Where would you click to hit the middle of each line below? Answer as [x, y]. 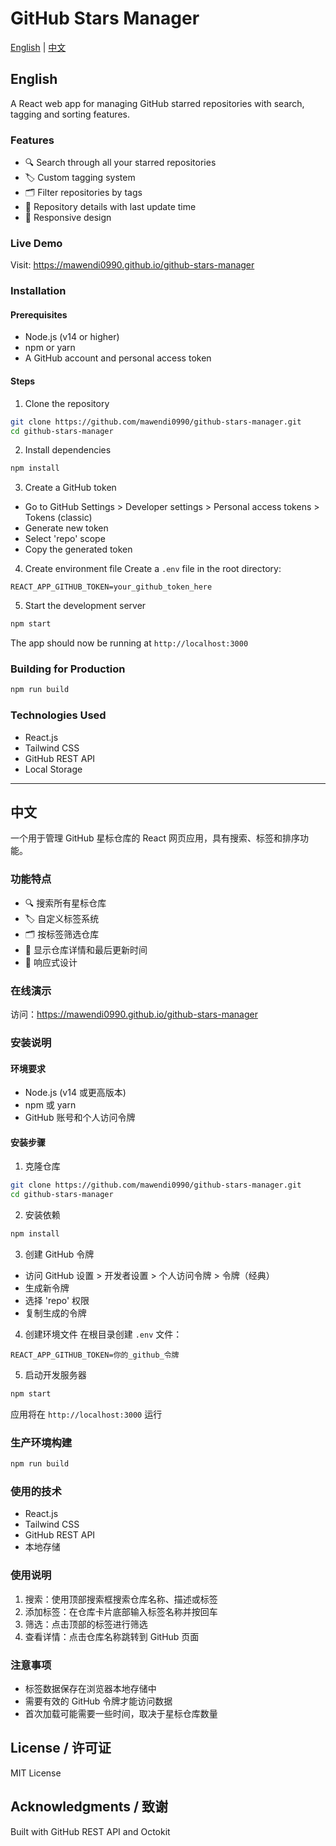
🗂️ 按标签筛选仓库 [62, 934]
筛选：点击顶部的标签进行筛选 [86, 1624]
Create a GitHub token [70, 488]
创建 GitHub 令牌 [59, 1254]
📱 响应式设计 [51, 962]
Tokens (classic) [58, 518]
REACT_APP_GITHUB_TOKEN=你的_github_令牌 [95, 1355]
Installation [38, 291]
